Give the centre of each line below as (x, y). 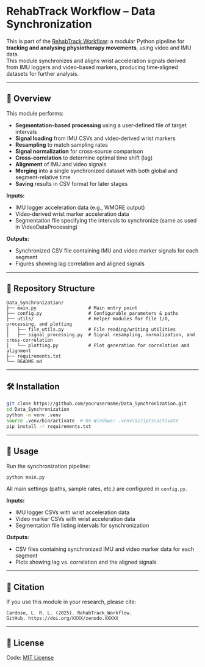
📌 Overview (29, 99)
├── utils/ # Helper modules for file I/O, (88, 319)
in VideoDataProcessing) (46, 227)
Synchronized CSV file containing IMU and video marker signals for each (107, 250)
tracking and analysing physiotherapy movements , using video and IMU (99, 48)
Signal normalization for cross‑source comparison (79, 151)
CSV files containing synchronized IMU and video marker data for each (104, 549)
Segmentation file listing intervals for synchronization (82, 525)
